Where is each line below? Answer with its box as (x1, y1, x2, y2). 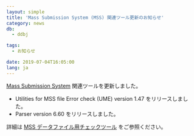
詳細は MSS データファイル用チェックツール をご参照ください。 (6, 123, 167, 131)
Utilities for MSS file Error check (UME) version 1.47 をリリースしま (15, 95, 183, 102)
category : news (6, 20, 45, 26)
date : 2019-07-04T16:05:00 (6, 59, 75, 65)
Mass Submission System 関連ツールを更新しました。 (6, 82, 142, 89)
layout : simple (6, 8, 45, 15)
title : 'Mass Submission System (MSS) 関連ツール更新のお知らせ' (6, 15, 164, 21)
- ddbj (12, 32, 29, 38)
